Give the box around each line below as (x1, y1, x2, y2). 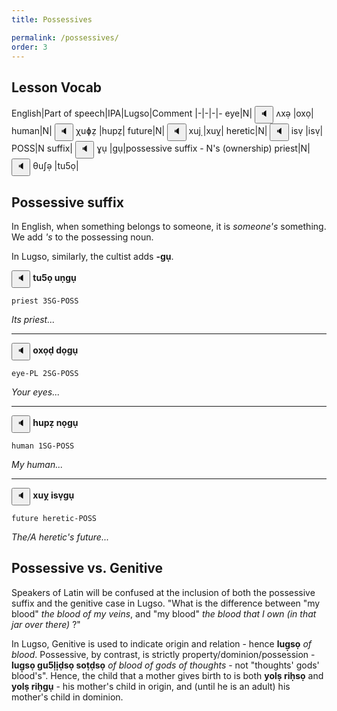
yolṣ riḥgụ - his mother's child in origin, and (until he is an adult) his (11, 680, 291, 692)
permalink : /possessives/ (11, 32, 119, 43)
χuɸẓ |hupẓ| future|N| (75, 125, 166, 137)
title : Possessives (11, 14, 93, 25)
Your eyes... (11, 386, 61, 398)
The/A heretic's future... (11, 531, 110, 543)
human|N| (11, 125, 53, 137)
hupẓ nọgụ (32, 417, 79, 428)
